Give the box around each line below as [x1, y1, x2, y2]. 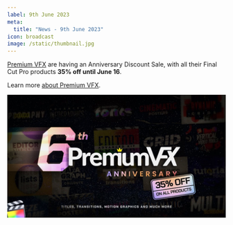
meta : [7, 18, 23, 26]
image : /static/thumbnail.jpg [7, 40, 95, 48]
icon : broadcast [7, 33, 54, 40]
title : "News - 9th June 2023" [13, 26, 104, 33]
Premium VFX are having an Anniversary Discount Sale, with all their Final [7, 60, 217, 69]
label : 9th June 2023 [7, 11, 70, 18]
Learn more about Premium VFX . [7, 81, 101, 89]
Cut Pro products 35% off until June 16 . [7, 68, 122, 76]
